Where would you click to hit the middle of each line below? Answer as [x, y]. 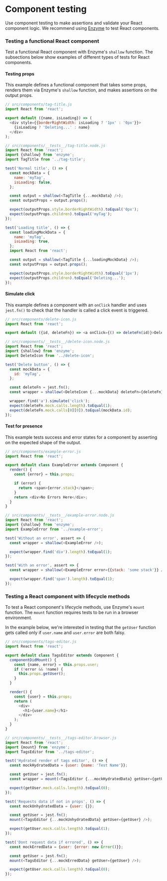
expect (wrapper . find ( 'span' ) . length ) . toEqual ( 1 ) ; [62, 579]
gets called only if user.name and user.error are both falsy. [65, 633]
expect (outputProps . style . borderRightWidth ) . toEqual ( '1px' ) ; [74, 273]
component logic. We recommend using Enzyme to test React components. [83, 28]
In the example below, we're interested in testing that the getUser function [81, 628]
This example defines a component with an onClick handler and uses [76, 305]
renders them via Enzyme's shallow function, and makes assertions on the [81, 90]
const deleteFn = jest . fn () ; [40, 388]
